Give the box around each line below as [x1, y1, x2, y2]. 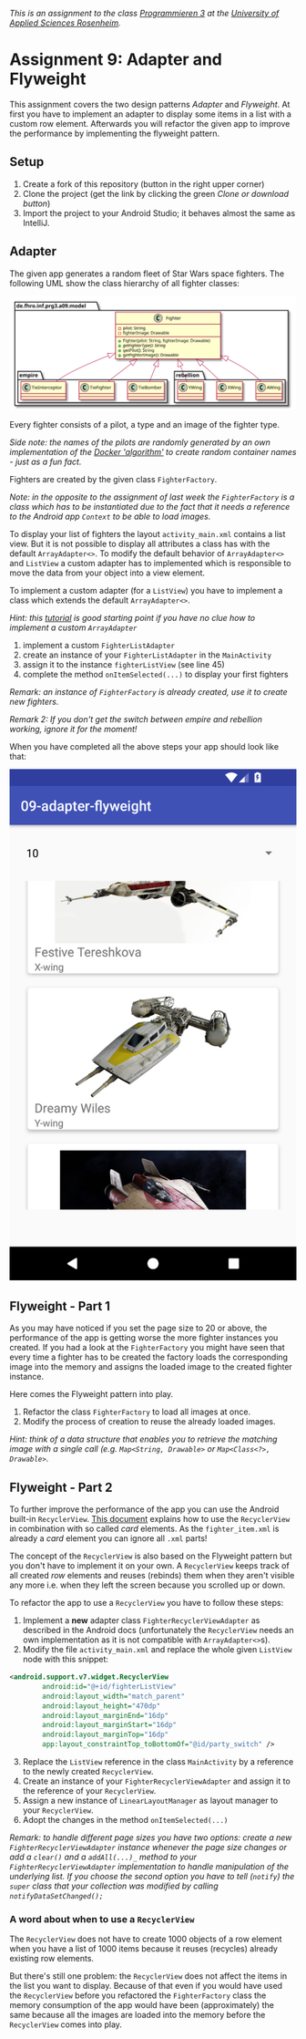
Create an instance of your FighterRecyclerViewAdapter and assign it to [22, 1775, 291, 1786]
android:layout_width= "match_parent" [42, 1692, 185, 1701]
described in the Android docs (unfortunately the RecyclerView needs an [22, 1625, 294, 1636]
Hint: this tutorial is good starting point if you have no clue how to [9, 612, 256, 623]
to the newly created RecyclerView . [22, 1766, 154, 1777]
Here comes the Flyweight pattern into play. [9, 1389, 174, 1400]
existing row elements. [9, 1953, 94, 1964]
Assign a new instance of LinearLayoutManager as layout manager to [22, 1796, 279, 1806]
